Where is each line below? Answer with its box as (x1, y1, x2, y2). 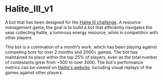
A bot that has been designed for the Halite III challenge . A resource (5, 19, 141, 25)
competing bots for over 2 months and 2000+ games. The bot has (5, 49, 138, 55)
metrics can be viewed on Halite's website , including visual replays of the (5, 64, 152, 70)
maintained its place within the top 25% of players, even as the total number (5, 54, 158, 60)
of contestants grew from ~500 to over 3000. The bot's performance (5, 59, 144, 65)
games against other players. (5, 69, 63, 75)
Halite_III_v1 (5, 3, 54, 14)
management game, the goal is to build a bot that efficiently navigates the (5, 24, 153, 30)
